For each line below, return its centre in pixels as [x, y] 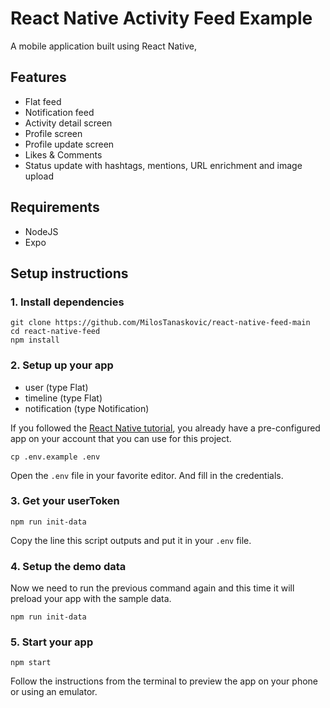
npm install [35, 340]
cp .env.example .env [55, 457]
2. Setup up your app [62, 365]
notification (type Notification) [87, 408]
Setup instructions [69, 273]
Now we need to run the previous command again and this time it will [152, 588]
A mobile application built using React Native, [103, 46]
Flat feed [43, 101]
